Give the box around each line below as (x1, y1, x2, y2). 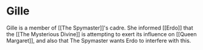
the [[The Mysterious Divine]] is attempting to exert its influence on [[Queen (6, 30, 197, 37)
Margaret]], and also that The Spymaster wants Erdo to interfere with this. (6, 37, 191, 44)
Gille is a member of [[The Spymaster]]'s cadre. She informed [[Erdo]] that (6, 24, 193, 31)
